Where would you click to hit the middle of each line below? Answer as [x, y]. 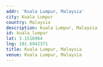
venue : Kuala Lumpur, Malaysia [44, 55]
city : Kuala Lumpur [30, 17]
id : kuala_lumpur [27, 33]
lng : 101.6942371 [27, 44]
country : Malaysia [28, 22]
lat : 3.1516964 [24, 38]
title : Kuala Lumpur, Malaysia [44, 50]
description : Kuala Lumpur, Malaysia [52, 28]
